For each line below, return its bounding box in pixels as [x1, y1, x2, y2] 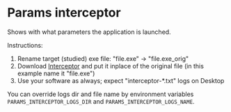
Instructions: [7, 41, 43, 49]
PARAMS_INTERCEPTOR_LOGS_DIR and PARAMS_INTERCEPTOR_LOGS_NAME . [7, 97, 195, 105]
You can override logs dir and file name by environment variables [7, 90, 194, 98]
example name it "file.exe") [17, 69, 95, 77]
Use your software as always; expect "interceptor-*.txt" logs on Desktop [17, 76, 225, 84]
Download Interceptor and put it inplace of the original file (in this [17, 62, 204, 70]
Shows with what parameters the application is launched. [7, 28, 172, 36]
